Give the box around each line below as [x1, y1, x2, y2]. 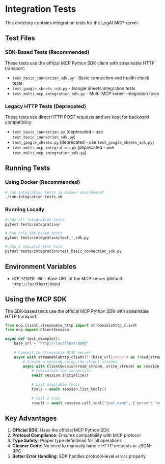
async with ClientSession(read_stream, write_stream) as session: [23, 364, 162, 369]
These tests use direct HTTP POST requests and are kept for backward [5, 114, 149, 120]
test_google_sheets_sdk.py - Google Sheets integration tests [12, 85, 136, 91]
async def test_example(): [5, 336, 60, 341]
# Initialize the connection [31, 368, 91, 373]
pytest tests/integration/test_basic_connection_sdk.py [5, 249, 122, 254]
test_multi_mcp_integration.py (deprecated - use [12, 144, 114, 150]
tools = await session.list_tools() [31, 387, 107, 392]
